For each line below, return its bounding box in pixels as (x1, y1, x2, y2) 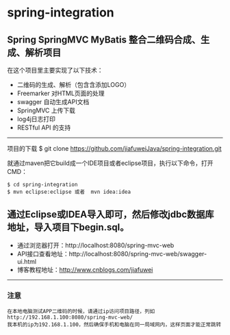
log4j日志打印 (16, 115, 56, 123)
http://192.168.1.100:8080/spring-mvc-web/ (7, 314, 133, 321)
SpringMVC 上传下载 (16, 106, 76, 114)
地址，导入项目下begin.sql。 (7, 221, 129, 234)
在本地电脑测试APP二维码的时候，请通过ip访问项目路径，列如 (7, 308, 155, 315)
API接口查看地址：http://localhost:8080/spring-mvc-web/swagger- (16, 249, 207, 258)
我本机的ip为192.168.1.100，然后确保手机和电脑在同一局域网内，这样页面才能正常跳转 (7, 321, 221, 328)
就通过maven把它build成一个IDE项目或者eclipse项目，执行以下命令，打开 (7, 159, 214, 167)
